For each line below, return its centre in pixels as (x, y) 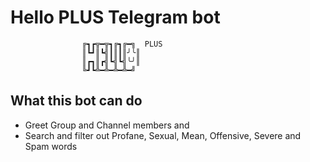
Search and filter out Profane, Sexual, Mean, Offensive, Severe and (163, 135)
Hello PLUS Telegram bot (115, 17)
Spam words (51, 146)
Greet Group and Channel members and (107, 125)
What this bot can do (76, 101)
